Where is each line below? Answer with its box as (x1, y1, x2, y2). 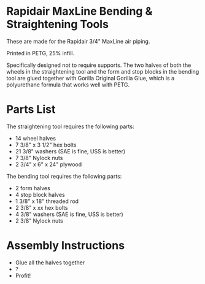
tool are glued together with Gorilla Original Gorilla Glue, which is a (6, 74, 175, 82)
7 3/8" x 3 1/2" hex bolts (15, 141, 77, 148)
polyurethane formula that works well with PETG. (6, 81, 130, 88)
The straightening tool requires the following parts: (6, 123, 134, 130)
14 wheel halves (15, 134, 56, 142)
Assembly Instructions (6, 239, 125, 253)
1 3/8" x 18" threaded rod (15, 198, 79, 205)
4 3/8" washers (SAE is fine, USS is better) (15, 210, 124, 218)
